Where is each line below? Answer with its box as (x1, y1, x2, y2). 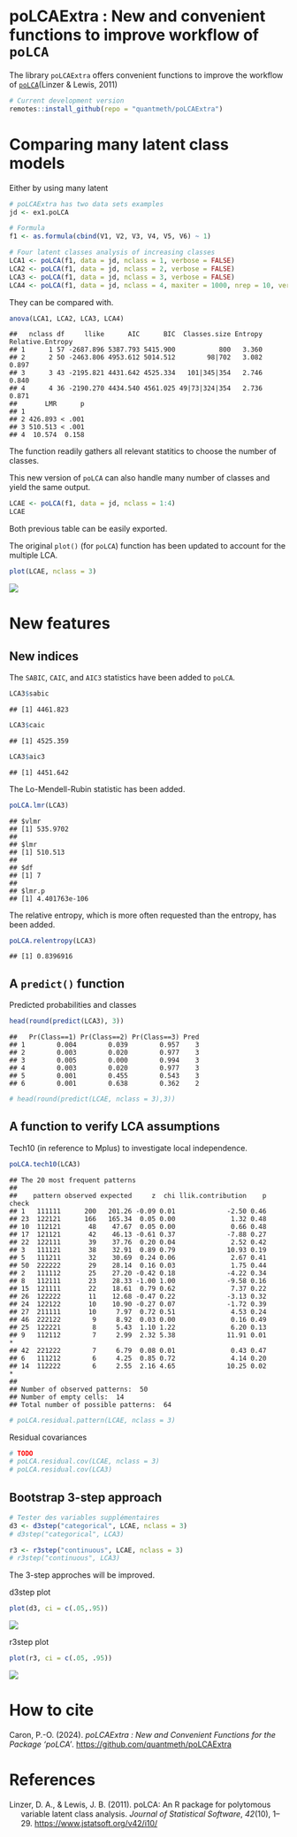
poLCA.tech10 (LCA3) (9, 1159, 81, 1169)
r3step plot (9, 1637, 49, 1648)
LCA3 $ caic (9, 720, 46, 729)
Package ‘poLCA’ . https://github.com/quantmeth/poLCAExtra (9, 1739, 232, 1749)
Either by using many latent (9, 182, 109, 193)
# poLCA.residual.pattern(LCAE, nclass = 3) (9, 1416, 176, 1425)
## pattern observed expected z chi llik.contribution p (9, 1191, 267, 1200)
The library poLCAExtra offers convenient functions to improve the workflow (9, 69, 284, 81)
